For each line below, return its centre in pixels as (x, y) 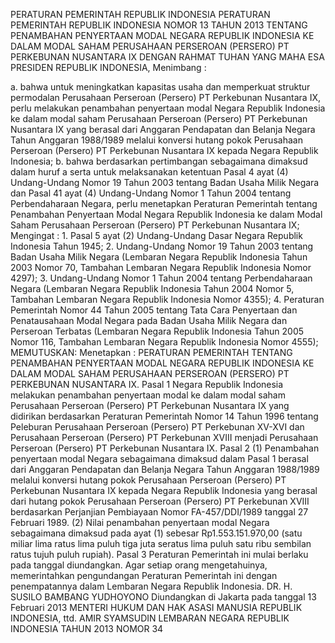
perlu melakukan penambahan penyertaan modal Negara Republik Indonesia (168, 108)
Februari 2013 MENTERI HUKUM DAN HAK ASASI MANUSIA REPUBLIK (156, 607)
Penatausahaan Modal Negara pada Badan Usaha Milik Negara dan (149, 320)
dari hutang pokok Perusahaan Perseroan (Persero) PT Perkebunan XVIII (160, 501)
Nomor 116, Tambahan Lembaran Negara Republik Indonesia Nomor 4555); (164, 342)
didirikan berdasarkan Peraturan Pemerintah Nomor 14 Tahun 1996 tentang (164, 416)
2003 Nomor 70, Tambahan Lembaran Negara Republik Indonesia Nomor (161, 267)
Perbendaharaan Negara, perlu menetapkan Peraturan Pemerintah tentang (164, 203)
